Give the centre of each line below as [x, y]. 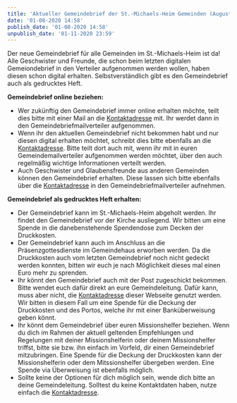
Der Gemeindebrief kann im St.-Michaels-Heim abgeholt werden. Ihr [117, 213]
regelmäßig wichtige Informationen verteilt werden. [92, 163]
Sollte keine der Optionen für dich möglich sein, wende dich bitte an [116, 378]
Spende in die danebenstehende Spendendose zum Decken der [111, 228]
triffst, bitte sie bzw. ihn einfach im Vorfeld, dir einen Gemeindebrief [116, 348]
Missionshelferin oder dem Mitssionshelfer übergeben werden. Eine [116, 363]
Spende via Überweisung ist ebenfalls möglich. [86, 370]
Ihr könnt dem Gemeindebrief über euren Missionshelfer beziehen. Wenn [123, 325]
